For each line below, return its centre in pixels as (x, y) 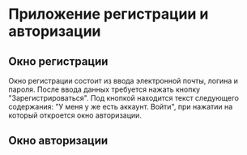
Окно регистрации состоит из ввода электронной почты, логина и (123, 81)
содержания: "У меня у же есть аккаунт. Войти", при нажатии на (121, 107)
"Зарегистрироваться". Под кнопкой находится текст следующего (123, 98)
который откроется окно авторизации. (75, 115)
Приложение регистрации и (109, 14)
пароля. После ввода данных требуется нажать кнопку (104, 89)
